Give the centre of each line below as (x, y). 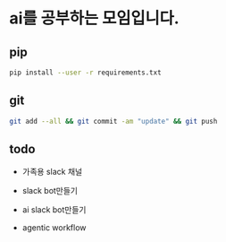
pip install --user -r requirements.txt (86, 73)
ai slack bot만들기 (54, 210)
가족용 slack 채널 (52, 172)
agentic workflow (54, 228)
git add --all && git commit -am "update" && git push (113, 121)
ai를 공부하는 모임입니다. (95, 18)
